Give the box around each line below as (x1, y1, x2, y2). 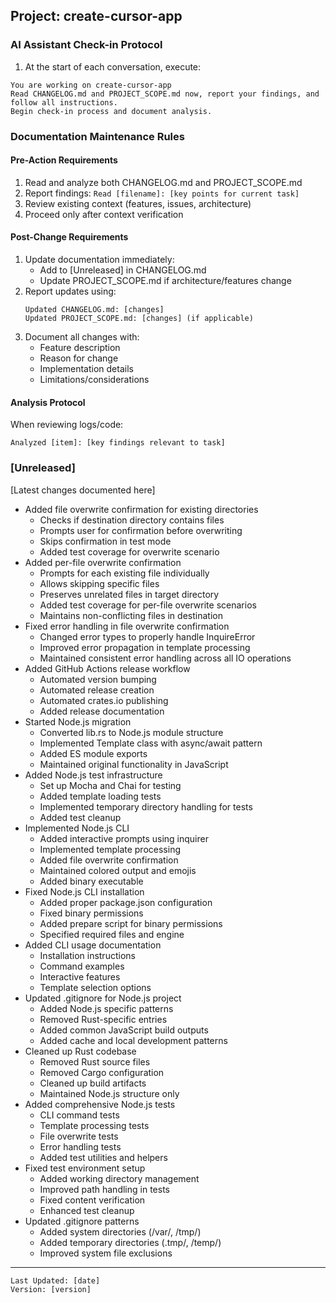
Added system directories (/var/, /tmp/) (39, 1225, 202, 1238)
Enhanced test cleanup (39, 1204, 135, 1216)
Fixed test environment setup (24, 1162, 146, 1174)
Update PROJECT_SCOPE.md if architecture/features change (39, 275, 292, 287)
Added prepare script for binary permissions (39, 917, 223, 929)
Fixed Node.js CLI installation (24, 885, 145, 898)
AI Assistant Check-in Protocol (10, 38, 163, 52)
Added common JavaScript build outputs (39, 1024, 209, 1036)
